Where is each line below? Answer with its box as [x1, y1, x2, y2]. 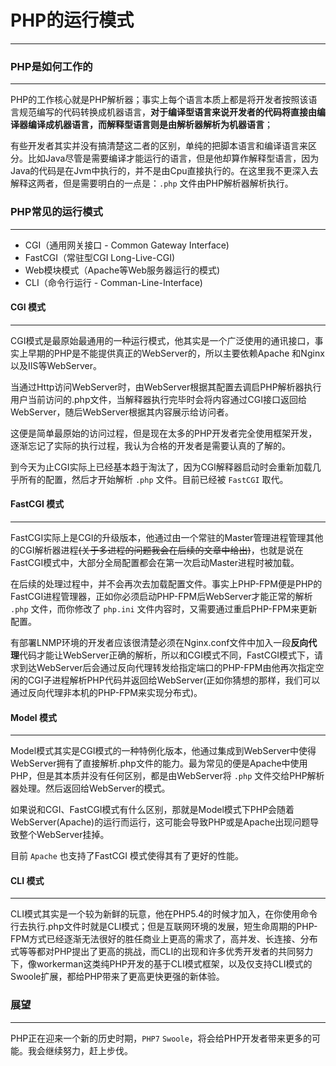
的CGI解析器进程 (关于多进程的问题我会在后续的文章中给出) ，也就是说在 [10, 544, 304, 556]
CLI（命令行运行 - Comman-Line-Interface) [24, 276, 203, 288]
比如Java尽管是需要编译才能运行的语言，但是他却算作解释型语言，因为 [27, 152, 320, 165]
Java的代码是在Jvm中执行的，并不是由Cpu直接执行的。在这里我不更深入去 [10, 165, 319, 177]
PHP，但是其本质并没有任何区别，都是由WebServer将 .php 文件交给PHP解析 [10, 770, 325, 782]
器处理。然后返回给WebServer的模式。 [10, 782, 171, 795]
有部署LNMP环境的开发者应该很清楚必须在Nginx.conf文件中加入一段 [10, 636, 292, 648]
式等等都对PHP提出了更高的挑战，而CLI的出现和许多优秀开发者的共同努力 [10, 946, 314, 958]
